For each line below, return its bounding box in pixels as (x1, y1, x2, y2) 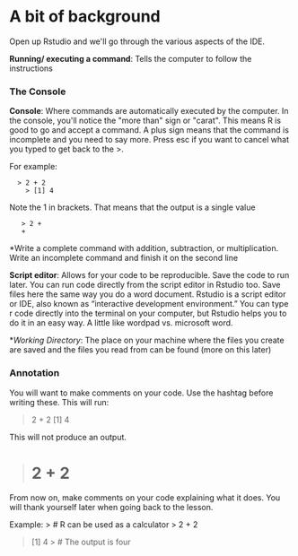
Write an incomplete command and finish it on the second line (9, 253, 239, 264)
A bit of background (9, 6, 161, 27)
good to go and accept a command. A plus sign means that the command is (9, 125, 290, 135)
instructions (9, 63, 54, 74)
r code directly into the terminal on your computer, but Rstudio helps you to (9, 308, 287, 319)
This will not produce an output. (9, 431, 127, 442)
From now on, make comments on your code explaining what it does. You (9, 492, 281, 503)
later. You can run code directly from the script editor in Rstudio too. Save (9, 280, 281, 291)
